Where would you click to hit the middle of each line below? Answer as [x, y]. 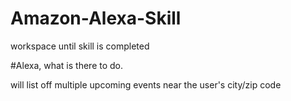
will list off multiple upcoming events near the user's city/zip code [146, 84]
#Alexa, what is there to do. [67, 65]
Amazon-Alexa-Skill [96, 18]
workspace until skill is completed [80, 46]
